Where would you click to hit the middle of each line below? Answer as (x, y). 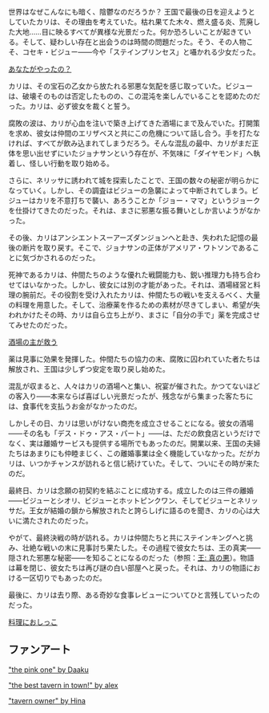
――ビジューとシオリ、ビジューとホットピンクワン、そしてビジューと (123, 501)
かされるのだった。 (68, 258)
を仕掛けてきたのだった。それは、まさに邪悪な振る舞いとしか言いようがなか (134, 210)
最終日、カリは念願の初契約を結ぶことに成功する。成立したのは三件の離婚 (131, 491)
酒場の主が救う (33, 342)
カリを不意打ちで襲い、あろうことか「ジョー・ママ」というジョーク (148, 200)
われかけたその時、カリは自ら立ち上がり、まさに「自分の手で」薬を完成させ (134, 315)
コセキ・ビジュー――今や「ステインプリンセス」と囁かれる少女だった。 (141, 52)
